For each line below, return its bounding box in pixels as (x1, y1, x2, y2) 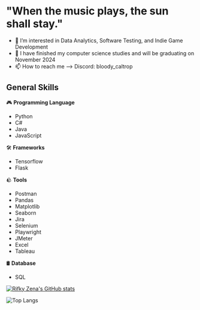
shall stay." (6, 17, 63, 31)
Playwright (14, 228, 42, 236)
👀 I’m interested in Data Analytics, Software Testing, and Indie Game (14, 37, 183, 44)
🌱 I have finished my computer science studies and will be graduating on (14, 49, 195, 56)
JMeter (14, 234, 33, 242)
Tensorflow (14, 157, 43, 165)
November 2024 (14, 56, 56, 63)
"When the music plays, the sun (6, 4, 169, 18)
